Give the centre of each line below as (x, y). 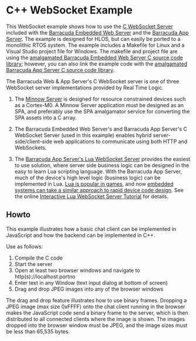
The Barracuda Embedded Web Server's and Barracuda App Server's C (101, 129)
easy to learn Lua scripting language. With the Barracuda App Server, (98, 171)
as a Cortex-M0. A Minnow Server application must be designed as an (99, 105)
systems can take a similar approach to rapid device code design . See (99, 190)
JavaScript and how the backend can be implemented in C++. (81, 235)
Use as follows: (25, 246)
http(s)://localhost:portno (45, 277)
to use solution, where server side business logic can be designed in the (102, 165)
